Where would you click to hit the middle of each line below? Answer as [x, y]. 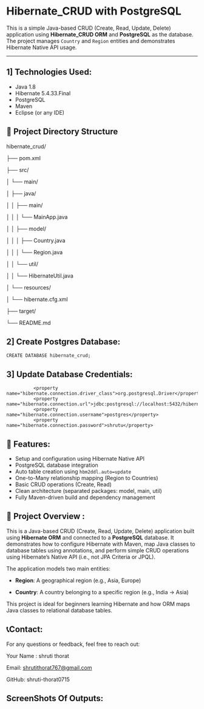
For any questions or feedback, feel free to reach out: [73, 644]
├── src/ [18, 170]
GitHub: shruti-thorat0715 [38, 679]
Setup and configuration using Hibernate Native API [80, 459]
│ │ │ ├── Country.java [36, 240]
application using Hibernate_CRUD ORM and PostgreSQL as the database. [100, 34]
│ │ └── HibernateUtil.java [40, 276]
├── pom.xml [24, 158]
